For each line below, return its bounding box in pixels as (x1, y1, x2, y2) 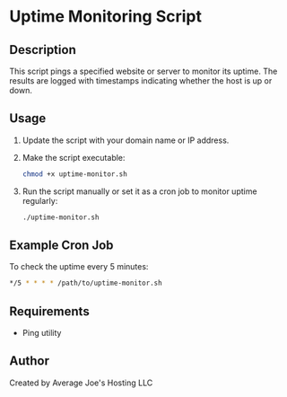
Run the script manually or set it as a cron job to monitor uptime (22, 186, 257, 197)
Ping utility (22, 328, 62, 339)
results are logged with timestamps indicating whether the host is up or (9, 75, 273, 86)
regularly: (22, 195, 58, 206)
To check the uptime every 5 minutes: (9, 261, 149, 272)
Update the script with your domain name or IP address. (22, 135, 230, 146)
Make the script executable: (22, 152, 126, 163)
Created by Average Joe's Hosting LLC (9, 377, 153, 388)
